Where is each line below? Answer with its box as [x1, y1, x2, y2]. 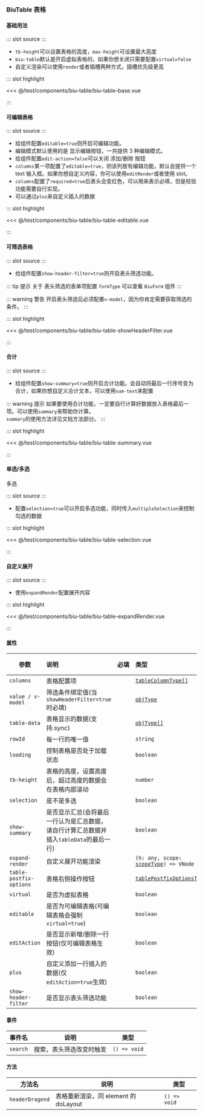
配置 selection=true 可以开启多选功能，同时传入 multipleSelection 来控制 [14, 505, 195, 512]
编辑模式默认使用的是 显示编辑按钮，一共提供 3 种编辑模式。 [14, 147, 166, 155]
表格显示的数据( [46, 714, 92, 723]
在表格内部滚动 [46, 785, 89, 794]
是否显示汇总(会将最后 [46, 808, 110, 816]
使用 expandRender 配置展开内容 [14, 589, 91, 596]
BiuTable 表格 [6, 5, 47, 13]
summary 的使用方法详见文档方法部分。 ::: [6, 415, 106, 422]
